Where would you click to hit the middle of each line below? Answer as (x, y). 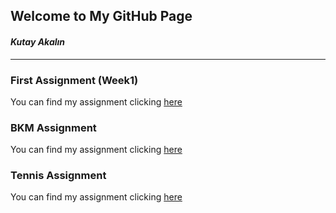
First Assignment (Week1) (74, 80)
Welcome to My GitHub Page (101, 16)
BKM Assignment (53, 127)
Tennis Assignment (58, 176)
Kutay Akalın (38, 41)
